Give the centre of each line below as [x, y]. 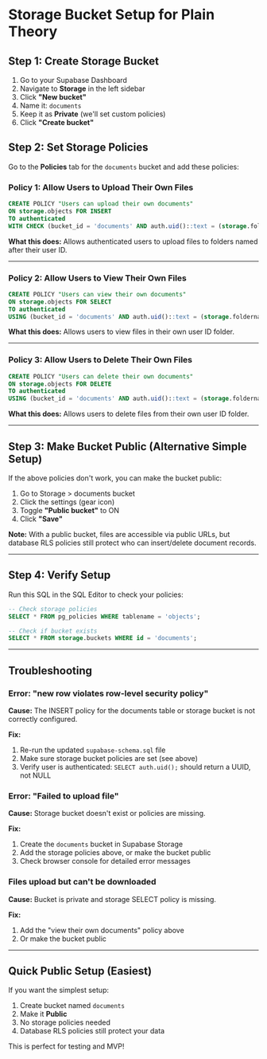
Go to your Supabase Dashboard [73, 80]
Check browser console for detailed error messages [105, 861]
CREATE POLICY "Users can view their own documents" [97, 294]
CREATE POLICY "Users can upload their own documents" [101, 204]
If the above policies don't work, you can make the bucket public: [115, 478]
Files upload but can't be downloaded [82, 882]
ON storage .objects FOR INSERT [60, 211]
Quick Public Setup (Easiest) [80, 971]
